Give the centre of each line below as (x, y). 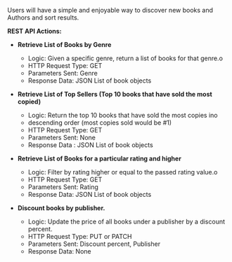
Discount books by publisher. (61, 208)
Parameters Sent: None (62, 137)
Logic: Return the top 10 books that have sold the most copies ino (123, 115)
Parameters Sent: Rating (63, 187)
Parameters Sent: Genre (63, 73)
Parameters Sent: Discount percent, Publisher (94, 244)
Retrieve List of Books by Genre (64, 44)
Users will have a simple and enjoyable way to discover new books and (110, 10)
